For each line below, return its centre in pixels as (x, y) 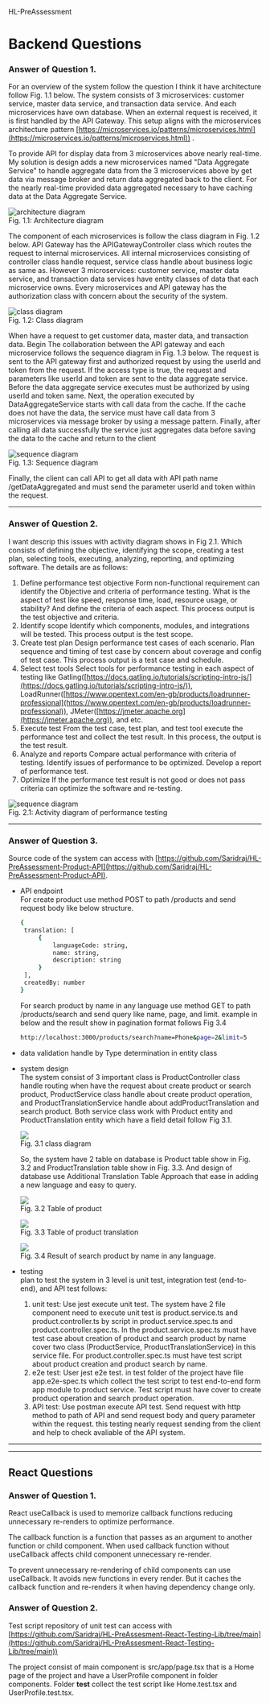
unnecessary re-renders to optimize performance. (91, 1522)
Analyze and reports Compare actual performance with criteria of (128, 754)
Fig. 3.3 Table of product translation (79, 1232)
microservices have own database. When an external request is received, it (133, 113)
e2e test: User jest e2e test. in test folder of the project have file (137, 1372)
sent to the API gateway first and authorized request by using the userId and (135, 362)
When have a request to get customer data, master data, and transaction (129, 336)
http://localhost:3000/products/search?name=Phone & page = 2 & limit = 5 (133, 1037)
